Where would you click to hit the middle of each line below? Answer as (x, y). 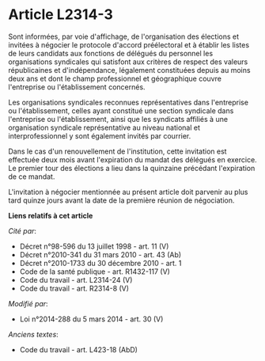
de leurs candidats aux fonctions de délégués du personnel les (111, 53)
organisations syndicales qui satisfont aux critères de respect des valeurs (128, 62)
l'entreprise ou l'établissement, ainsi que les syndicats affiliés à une (118, 119)
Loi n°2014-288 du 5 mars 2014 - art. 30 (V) (91, 319)
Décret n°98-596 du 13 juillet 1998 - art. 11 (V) (94, 246)
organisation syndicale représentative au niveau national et (104, 127)
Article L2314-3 (61, 15)
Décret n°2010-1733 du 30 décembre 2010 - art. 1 (100, 263)
